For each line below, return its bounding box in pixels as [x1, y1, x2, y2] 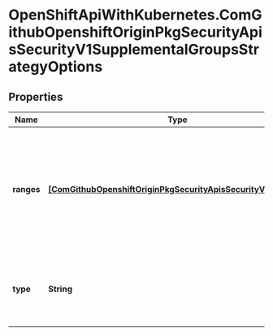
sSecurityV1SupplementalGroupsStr [8, 41, 260, 59]
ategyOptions [8, 58, 103, 76]
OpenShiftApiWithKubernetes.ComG [8, 6, 262, 24]
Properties [8, 89, 63, 103]
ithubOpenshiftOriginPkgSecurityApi [8, 23, 262, 41]
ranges [12, 184, 41, 194]
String [48, 283, 73, 295]
